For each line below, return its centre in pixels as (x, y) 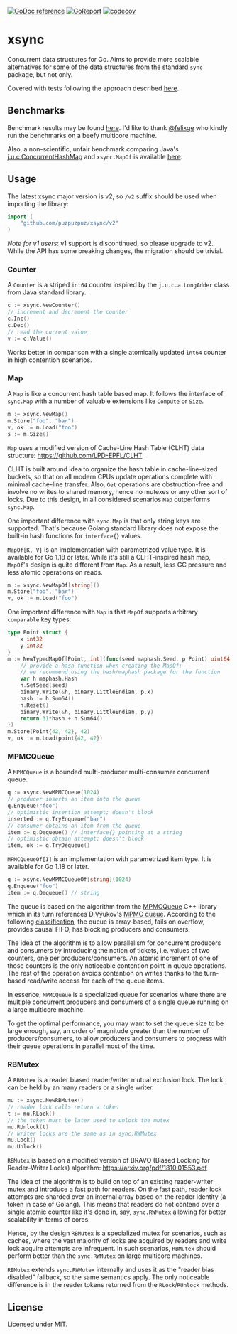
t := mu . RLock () (31, 1114)
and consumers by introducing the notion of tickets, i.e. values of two (109, 950)
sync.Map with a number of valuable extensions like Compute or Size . (106, 401)
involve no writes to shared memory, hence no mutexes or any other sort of (117, 491)
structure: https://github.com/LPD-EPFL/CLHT (75, 455)
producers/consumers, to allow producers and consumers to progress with (117, 1038)
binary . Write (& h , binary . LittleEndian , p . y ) (87, 712)
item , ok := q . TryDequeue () (49, 845)
